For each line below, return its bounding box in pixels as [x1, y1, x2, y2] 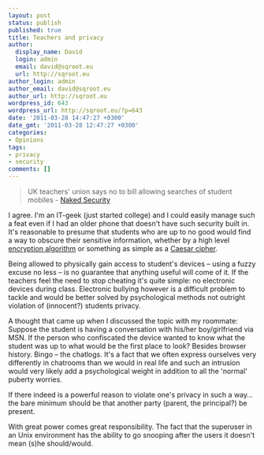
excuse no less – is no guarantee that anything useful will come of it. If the [8, 268, 249, 276]
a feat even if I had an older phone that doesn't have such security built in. [8, 219, 250, 228]
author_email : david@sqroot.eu [8, 84, 111, 93]
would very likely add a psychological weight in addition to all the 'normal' [8, 367, 248, 375]
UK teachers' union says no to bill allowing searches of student [27, 187, 232, 196]
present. [8, 407, 35, 416]
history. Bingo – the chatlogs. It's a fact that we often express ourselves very [8, 350, 257, 359]
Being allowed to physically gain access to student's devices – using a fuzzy [8, 259, 256, 268]
